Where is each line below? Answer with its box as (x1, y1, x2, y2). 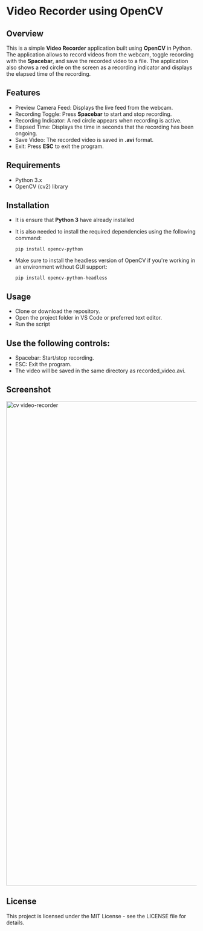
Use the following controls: (6, 338, 110, 348)
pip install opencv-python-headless (14, 275, 108, 281)
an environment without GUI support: (14, 263, 108, 271)
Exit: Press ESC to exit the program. (14, 143, 104, 150)
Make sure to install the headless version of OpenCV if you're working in (14, 257, 196, 264)
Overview (6, 29, 44, 39)
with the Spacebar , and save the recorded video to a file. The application (6, 58, 188, 64)
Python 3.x (14, 176, 42, 183)
